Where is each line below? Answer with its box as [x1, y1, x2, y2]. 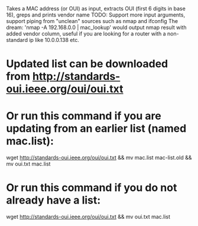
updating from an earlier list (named [6, 122, 187, 135]
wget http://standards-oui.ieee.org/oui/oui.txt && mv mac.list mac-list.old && [6, 154, 192, 162]
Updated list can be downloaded [6, 57, 168, 70]
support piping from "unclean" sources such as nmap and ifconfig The [6, 18, 178, 24]
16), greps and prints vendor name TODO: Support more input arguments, [6, 11, 185, 18]
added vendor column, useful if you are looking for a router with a [6, 30, 167, 37]
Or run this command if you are [6, 109, 161, 123]
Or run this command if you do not [6, 181, 177, 195]
